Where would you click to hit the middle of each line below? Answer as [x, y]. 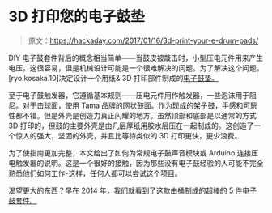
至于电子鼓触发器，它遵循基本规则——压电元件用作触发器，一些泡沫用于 [129, 95]
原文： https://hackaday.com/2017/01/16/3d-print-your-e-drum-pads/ [143, 40]
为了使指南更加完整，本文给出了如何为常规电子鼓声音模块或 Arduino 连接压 [134, 153]
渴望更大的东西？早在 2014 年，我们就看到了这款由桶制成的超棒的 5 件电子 [133, 190]
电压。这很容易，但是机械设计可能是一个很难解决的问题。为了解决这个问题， [136, 68]
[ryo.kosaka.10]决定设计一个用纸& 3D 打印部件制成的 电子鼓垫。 [114, 78]
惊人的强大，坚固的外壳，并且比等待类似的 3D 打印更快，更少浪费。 [128, 135]
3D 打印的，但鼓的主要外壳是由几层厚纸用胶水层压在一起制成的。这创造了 [131, 126]
